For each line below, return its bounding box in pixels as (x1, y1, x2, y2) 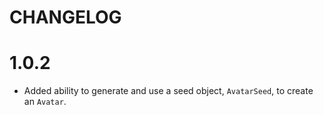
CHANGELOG (9, 6, 122, 29)
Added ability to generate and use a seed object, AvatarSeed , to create (23, 85, 314, 97)
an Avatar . (23, 96, 67, 108)
